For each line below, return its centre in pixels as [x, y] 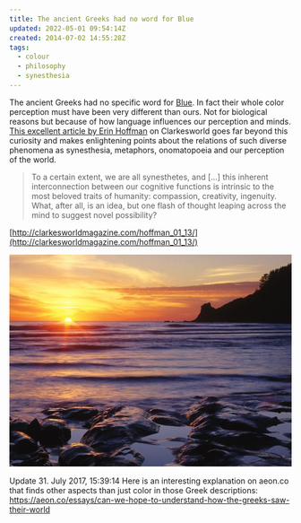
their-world [30, 509]
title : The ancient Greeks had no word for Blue [102, 19]
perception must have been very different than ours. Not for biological [138, 111]
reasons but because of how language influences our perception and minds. [150, 121]
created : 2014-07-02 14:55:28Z [68, 38]
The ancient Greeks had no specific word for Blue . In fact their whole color [147, 102]
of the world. [33, 159]
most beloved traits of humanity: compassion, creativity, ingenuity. [154, 196]
